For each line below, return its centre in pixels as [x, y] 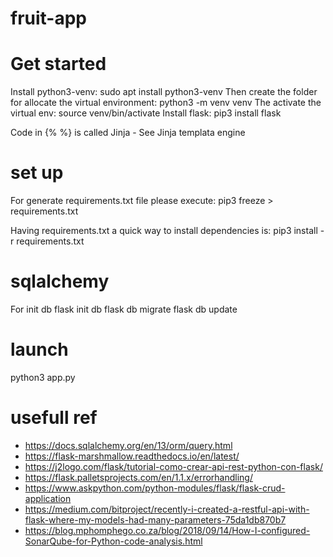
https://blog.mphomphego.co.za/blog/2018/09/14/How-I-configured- [167, 530]
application [48, 498]
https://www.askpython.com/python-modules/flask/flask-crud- [155, 488]
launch [39, 349]
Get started [58, 64]
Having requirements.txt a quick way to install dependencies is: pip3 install [164, 231]
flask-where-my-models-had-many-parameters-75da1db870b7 [155, 519]
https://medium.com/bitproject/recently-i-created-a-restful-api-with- [167, 509]
